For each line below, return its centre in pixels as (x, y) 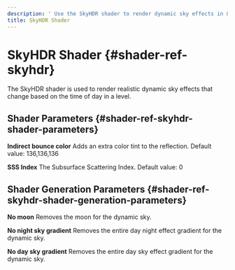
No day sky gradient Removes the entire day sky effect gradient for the (110, 252)
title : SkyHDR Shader (39, 20)
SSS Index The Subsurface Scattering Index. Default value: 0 (95, 167)
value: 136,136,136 (33, 154)
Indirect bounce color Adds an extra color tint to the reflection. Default (109, 146)
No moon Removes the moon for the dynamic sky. (79, 217)
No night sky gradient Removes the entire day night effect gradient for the (115, 231)
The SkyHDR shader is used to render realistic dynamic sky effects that (110, 89)
